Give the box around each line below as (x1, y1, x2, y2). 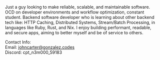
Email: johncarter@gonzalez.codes (5, 45, 75, 50)
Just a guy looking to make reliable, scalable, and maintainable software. (5, 4, 150, 10)
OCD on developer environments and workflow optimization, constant (5, 9, 144, 15)
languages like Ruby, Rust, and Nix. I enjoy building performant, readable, (5, 25, 152, 30)
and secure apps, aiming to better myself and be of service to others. (5, 30, 144, 35)
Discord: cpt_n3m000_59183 (5, 49, 62, 55)
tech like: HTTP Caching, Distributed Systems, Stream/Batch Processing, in (5, 19, 155, 25)
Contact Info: (5, 39, 32, 45)
